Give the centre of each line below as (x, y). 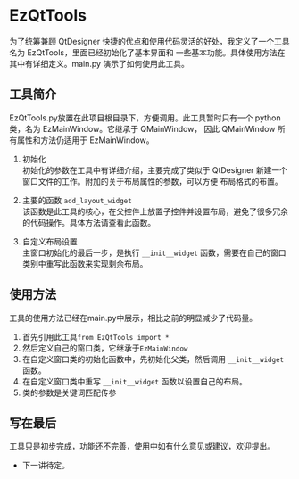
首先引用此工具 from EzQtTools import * (96, 336)
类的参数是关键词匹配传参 (69, 392)
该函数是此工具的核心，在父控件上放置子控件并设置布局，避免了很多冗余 (155, 211)
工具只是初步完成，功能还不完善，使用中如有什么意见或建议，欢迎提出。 (142, 446)
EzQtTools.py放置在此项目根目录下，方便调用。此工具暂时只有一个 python (145, 118)
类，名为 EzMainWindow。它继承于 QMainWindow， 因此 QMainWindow (142, 128)
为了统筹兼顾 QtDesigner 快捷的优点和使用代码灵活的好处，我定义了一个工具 (149, 41)
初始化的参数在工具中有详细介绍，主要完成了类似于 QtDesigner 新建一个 (155, 169)
